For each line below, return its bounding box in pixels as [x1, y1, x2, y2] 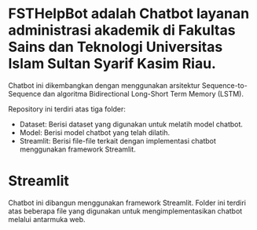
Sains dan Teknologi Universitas [8, 38, 223, 56]
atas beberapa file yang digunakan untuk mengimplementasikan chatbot [8, 206, 243, 216]
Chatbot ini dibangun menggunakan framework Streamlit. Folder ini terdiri [8, 198, 246, 207]
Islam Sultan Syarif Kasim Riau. [8, 55, 216, 73]
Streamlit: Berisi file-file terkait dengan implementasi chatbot [19, 136, 216, 145]
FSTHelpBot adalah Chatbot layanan [8, 5, 250, 23]
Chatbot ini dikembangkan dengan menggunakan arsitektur [8, 80, 200, 90]
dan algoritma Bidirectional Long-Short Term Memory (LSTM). [42, 89, 244, 98]
